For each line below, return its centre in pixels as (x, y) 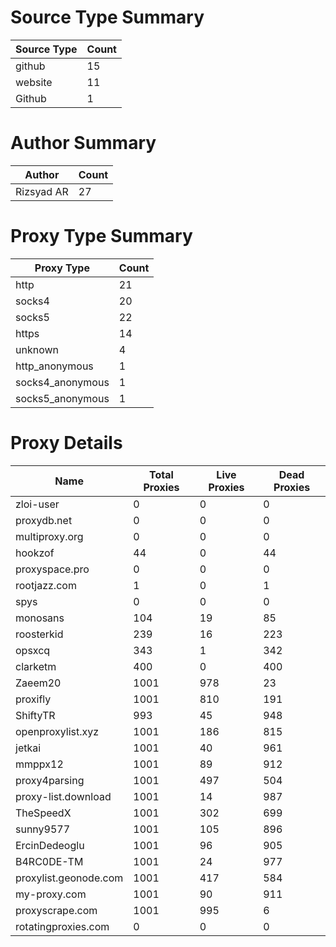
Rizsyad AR (42, 191)
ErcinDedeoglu (50, 845)
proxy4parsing (50, 780)
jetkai (28, 748)
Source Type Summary (107, 17)
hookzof (35, 553)
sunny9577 (43, 829)
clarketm (36, 666)
